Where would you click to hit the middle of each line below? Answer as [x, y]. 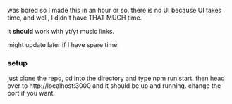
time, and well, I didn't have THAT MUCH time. [75, 18]
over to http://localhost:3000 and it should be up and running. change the [114, 86]
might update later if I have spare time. [63, 45]
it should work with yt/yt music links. [61, 31]
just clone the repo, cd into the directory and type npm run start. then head [116, 78]
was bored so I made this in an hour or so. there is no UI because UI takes [115, 10]
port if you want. [31, 93]
